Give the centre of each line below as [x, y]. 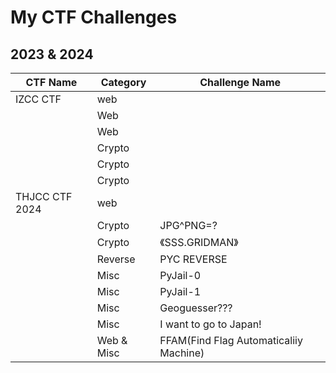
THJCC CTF [44, 196]
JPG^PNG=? [188, 225]
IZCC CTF [38, 99]
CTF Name [51, 82]
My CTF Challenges [94, 17]
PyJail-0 [180, 275]
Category [123, 82]
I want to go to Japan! [210, 324]
